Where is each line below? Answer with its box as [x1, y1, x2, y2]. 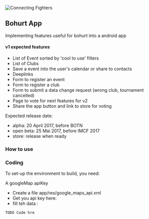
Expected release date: [5, 113, 53, 119]
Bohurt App [5, 19, 42, 28]
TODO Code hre [5, 210, 35, 215]
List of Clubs [12, 61, 39, 67]
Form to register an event [12, 77, 65, 83]
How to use [5, 145, 34, 152]
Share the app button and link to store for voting [12, 103, 112, 109]
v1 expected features [5, 44, 50, 50]
